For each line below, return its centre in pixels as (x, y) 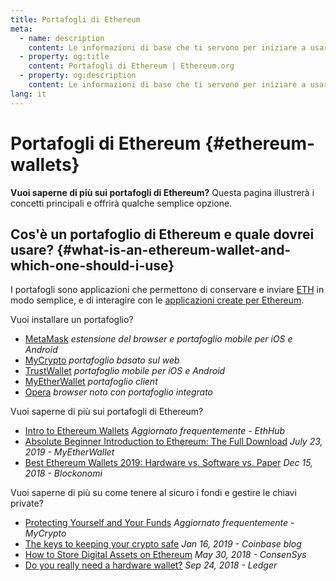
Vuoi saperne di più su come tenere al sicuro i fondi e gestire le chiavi (153, 493)
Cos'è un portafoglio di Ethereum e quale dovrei (162, 234)
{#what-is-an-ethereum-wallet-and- (174, 249)
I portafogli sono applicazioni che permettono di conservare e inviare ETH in (167, 290)
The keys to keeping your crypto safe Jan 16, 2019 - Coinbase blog (163, 544)
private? (27, 503)
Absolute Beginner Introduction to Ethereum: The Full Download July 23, (173, 442)
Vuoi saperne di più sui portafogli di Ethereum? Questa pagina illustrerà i (162, 192)
